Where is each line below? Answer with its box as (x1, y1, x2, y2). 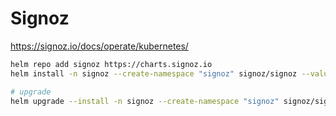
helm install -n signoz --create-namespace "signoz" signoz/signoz (10, 68, 298, 79)
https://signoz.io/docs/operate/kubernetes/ (10, 40, 189, 52)
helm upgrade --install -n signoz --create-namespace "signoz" (10, 96, 280, 106)
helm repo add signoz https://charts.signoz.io (10, 59, 213, 69)
